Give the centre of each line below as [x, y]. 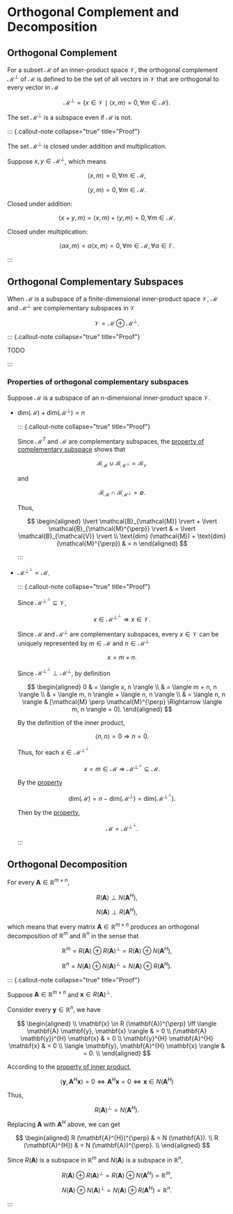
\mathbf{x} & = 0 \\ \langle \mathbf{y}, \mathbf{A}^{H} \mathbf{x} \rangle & [117, 1046]
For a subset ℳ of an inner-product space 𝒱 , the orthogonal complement [113, 70]
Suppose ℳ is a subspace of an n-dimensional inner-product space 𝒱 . [109, 398]
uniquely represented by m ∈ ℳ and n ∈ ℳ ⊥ [83, 643]
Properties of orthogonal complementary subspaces [98, 382]
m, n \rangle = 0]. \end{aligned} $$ [122, 710]
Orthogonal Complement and [93, 12]
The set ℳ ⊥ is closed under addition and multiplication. [87, 145]
